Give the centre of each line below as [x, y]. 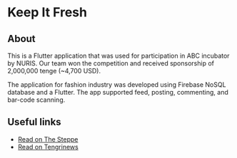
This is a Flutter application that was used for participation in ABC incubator [118, 56]
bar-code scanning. [36, 100]
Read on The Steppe [48, 139]
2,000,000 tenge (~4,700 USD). [54, 71]
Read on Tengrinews [48, 147]
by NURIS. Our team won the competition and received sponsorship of [111, 63]
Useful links [35, 122]
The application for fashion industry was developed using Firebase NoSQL [117, 85]
